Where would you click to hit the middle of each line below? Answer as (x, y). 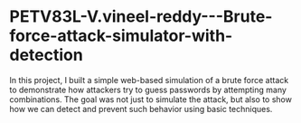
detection (46, 55)
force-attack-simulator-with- (121, 36)
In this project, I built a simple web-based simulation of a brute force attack (149, 80)
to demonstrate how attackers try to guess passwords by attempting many (148, 90)
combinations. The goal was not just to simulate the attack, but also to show (150, 99)
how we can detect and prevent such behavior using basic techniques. (141, 109)
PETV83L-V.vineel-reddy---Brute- (141, 17)
